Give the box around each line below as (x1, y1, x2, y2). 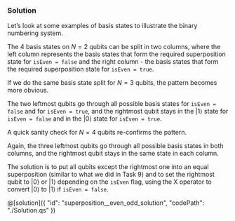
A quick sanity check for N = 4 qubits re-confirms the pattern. (7, 128, 187, 137)
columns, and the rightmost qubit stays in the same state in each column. (7, 149, 219, 158)
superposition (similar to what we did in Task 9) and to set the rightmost (7, 170, 215, 179)
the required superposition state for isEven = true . (7, 65, 154, 74)
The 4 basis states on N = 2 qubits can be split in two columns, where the (7, 43, 221, 51)
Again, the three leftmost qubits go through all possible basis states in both (7, 142, 224, 150)
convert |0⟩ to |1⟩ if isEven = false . (7, 185, 109, 194)
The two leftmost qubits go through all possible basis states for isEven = (7, 100, 216, 108)
